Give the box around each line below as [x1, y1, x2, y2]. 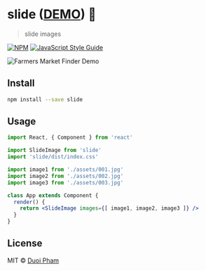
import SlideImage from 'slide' [7, 147, 102, 154]
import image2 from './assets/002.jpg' [7, 172, 124, 179]
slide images [24, 30, 62, 38]
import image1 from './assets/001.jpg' [7, 166, 124, 173]
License [7, 237, 43, 249]
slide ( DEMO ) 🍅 [7, 6, 97, 23]
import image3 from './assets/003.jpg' [7, 179, 124, 186]
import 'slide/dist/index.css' [7, 153, 99, 160]
